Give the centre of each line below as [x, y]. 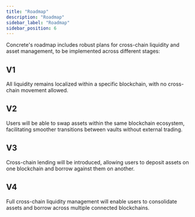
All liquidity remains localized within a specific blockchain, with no [87, 84]
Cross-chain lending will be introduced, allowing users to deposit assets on [97, 162]
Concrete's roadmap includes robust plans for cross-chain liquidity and [93, 45]
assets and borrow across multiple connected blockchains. [78, 208]
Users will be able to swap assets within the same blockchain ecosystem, [95, 123]
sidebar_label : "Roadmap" [38, 22]
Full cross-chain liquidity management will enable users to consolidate [92, 201]
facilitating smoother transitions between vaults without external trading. [95, 129]
